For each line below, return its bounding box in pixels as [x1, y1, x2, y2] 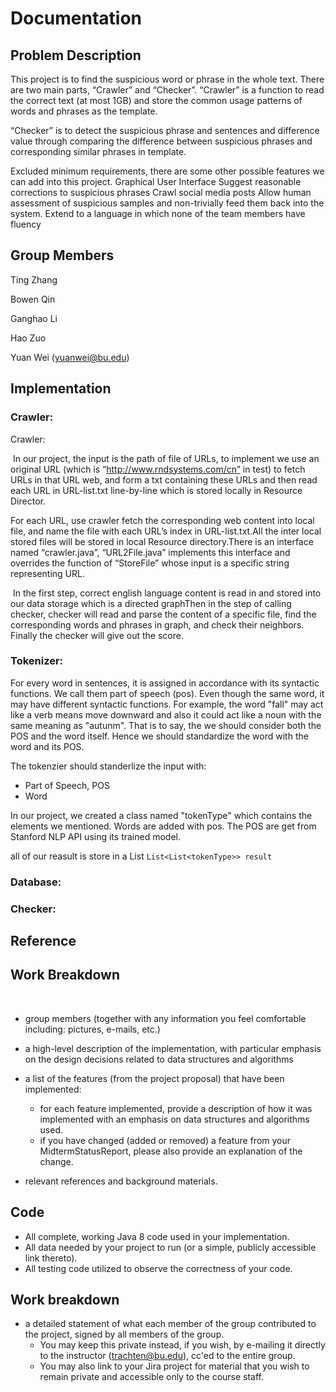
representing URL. [10, 567, 85, 579]
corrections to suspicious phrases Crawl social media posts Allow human [10, 187, 312, 198]
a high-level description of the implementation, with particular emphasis [24, 1042, 322, 1054]
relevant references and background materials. [24, 1175, 218, 1187]
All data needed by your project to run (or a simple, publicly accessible [24, 1241, 317, 1253]
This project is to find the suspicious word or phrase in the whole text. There [10, 73, 325, 85]
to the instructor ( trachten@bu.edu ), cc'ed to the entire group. [39, 1350, 296, 1362]
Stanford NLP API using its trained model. [10, 830, 181, 842]
